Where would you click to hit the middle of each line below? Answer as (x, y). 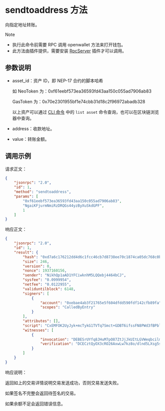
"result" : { (26, 252)
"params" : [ (26, 197)
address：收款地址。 (33, 128)
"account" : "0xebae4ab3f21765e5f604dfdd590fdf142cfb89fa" (101, 303)
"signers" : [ (36, 293)
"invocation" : (55, 339)
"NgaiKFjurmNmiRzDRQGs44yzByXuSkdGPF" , (64, 205)
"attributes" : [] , (41, 321)
